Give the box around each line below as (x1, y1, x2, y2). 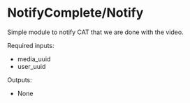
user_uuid (17, 62, 46, 70)
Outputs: (7, 75, 33, 84)
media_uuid (17, 54, 51, 63)
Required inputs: (7, 41, 54, 49)
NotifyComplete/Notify (7, 5, 144, 21)
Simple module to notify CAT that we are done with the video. (7, 28, 184, 36)
